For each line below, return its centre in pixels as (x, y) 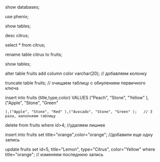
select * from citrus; (25, 45)
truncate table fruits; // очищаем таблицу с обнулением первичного (75, 83)
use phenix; (17, 16)
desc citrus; (17, 35)
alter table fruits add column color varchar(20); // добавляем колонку (76, 73)
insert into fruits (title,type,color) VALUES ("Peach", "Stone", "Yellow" (75, 98)
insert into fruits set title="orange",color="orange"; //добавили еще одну (79, 135)
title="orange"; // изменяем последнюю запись (54, 154)
